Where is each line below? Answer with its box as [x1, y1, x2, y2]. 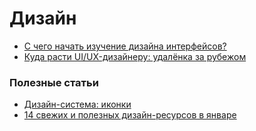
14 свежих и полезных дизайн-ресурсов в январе [23, 109, 237, 121]
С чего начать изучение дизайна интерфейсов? [23, 40, 227, 52]
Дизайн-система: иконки [23, 98, 132, 111]
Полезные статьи [9, 75, 99, 89]
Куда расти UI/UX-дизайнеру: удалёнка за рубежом [23, 50, 247, 62]
